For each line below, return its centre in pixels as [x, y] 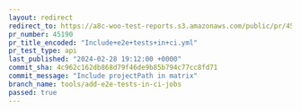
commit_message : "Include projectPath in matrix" [103, 76]
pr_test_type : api [43, 51]
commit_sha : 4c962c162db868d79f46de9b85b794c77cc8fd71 [113, 68]
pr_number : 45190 [41, 34]
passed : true [33, 92]
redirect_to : [33, 26]
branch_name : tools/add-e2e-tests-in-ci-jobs [95, 84]
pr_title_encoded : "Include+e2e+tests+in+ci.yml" [103, 43]
